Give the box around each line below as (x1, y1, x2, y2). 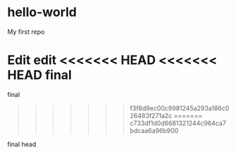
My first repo (7, 27, 45, 36)
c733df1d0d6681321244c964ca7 (130, 119, 227, 127)
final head (7, 140, 37, 148)
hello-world (7, 4, 77, 20)
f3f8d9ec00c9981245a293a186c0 (130, 103, 230, 113)
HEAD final (7, 68, 72, 83)
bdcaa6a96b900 (130, 126, 179, 134)
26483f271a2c (130, 111, 173, 120)
